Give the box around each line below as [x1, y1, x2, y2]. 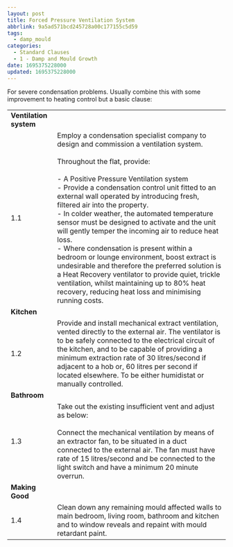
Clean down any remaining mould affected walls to [57, 502, 222, 512]
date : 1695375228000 [7, 62, 67, 69]
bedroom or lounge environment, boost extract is [57, 252, 216, 261]
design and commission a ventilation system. [57, 139, 203, 149]
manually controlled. [57, 379, 123, 389]
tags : [7, 29, 23, 37]
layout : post [7, 10, 45, 17]
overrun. [57, 471, 85, 480]
